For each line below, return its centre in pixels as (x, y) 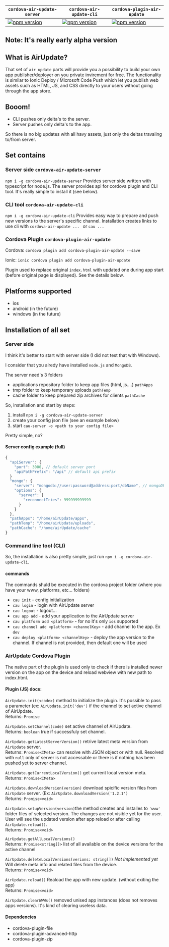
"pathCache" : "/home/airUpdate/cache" (51, 528)
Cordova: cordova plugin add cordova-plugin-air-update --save (73, 250)
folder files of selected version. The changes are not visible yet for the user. (84, 813)
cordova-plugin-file (33, 928)
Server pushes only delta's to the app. (52, 124)
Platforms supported (38, 291)
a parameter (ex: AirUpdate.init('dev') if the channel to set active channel (83, 706)
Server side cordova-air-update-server (53, 170)
